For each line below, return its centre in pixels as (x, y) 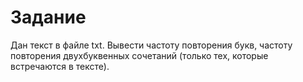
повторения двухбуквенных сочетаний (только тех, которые (139, 55)
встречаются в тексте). (60, 66)
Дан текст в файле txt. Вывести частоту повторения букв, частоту (151, 45)
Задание (48, 17)
